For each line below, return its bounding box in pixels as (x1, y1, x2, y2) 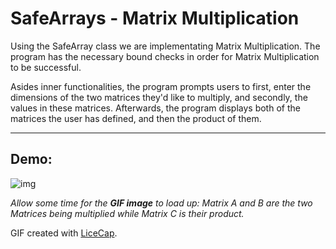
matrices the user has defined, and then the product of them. (10, 112, 262, 124)
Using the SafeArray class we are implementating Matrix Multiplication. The (10, 40, 321, 52)
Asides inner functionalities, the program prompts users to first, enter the (10, 80, 312, 92)
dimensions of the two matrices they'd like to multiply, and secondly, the (10, 91, 308, 103)
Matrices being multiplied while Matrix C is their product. (10, 207, 245, 219)
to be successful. (10, 61, 82, 73)
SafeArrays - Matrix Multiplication (10, 7, 300, 30)
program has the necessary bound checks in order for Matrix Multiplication (10, 50, 320, 62)
